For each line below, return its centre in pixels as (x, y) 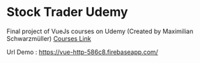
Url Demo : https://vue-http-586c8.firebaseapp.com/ (82, 52)
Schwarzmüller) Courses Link (49, 38)
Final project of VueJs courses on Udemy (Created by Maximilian (100, 31)
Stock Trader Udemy (67, 12)
